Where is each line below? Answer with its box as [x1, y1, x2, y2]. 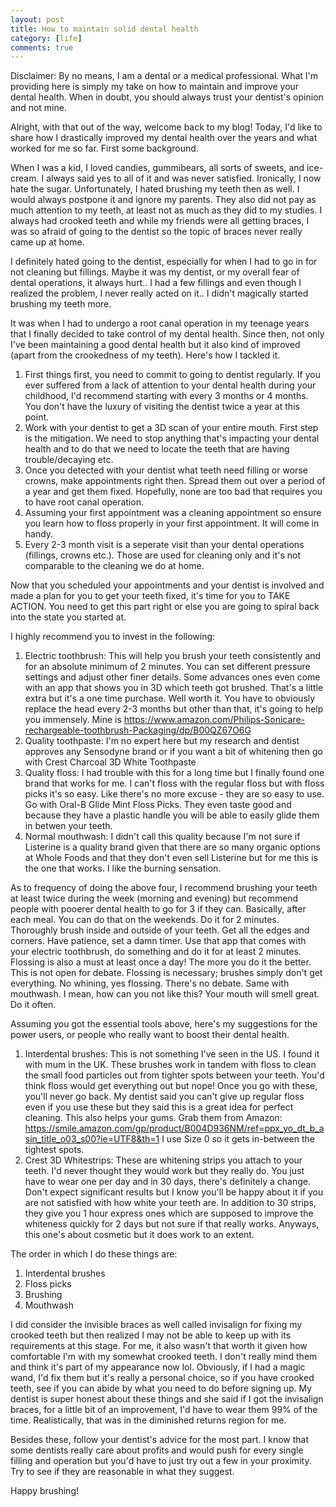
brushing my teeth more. [10, 298, 112, 310]
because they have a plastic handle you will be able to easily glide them [24, 809, 320, 821]
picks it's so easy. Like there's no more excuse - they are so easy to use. [24, 788, 325, 800]
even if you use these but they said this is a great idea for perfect [24, 1101, 294, 1113]
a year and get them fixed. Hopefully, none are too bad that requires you [24, 486, 323, 498]
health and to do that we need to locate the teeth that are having [24, 443, 290, 455]
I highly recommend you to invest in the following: [10, 631, 216, 643]
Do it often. [10, 999, 57, 1011]
